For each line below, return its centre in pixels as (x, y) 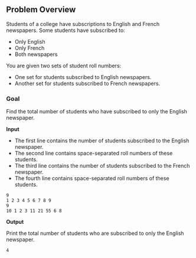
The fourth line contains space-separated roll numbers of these (92, 178)
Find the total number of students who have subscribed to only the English (97, 112)
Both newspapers (36, 54)
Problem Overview (41, 10)
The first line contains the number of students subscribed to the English (102, 141)
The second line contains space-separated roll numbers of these (94, 154)
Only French (30, 48)
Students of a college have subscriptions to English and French (83, 24)
